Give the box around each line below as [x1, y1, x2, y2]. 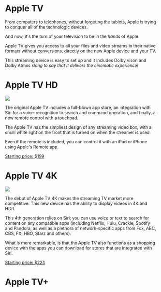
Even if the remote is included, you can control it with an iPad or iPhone [5, 138, 147, 144]
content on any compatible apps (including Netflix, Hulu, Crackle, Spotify [5, 220, 150, 226]
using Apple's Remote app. [5, 144, 59, 150]
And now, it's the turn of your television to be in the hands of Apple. [5, 33, 140, 39]
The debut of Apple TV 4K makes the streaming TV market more [5, 195, 134, 201]
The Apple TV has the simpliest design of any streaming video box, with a [5, 124, 152, 130]
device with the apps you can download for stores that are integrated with [5, 245, 152, 251]
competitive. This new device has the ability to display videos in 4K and [5, 200, 147, 206]
